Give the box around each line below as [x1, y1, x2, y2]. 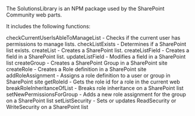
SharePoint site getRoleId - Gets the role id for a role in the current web [6, 78, 180, 85]
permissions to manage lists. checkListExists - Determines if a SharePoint [6, 41, 187, 47]
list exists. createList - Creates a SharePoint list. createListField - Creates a [6, 47, 190, 54]
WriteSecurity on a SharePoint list [6, 104, 89, 110]
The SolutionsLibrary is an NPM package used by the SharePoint [6, 5, 165, 12]
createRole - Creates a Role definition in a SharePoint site [6, 66, 147, 73]
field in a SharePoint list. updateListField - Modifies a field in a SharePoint [6, 53, 186, 60]
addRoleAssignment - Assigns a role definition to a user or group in [6, 72, 171, 79]
